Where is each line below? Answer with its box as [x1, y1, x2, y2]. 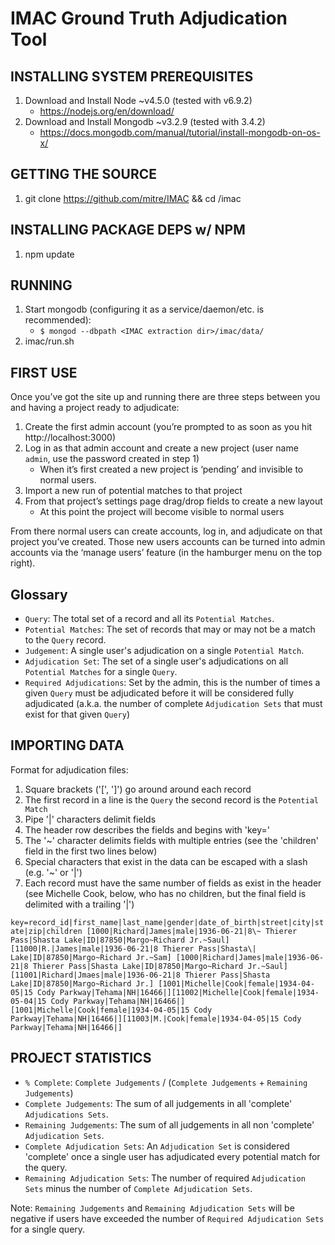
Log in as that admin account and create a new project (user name [24, 442, 299, 454]
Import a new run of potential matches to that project [24, 485, 243, 497]
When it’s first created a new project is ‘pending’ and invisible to [39, 463, 304, 476]
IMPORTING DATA [10, 737, 125, 754]
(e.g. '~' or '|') [24, 866, 83, 878]
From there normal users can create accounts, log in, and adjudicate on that [10, 525, 323, 537]
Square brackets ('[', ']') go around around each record [24, 783, 252, 795]
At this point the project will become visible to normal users [39, 506, 285, 518]
